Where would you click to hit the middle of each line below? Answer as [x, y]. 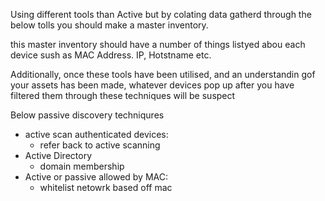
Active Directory [58, 155]
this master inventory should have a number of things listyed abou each [158, 44]
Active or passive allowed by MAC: [96, 177]
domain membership [82, 166]
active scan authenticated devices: [96, 134]
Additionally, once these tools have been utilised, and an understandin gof [163, 74]
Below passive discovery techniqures [87, 115]
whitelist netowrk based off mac [106, 187]
